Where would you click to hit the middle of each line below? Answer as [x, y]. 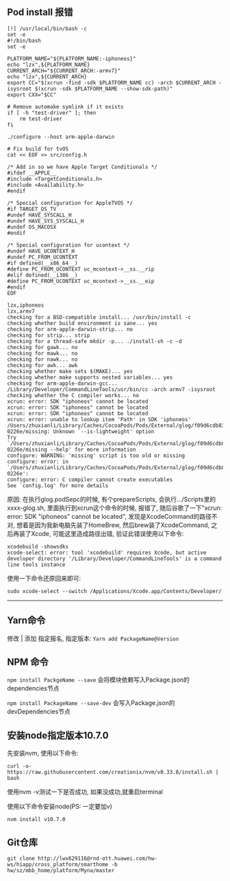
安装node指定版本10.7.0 [58, 735]
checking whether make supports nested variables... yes [90, 377]
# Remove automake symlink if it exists [66, 107]
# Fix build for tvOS [38, 149]
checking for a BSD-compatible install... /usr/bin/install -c [99, 317]
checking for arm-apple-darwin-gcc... [62, 383]
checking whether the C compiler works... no [73, 395]
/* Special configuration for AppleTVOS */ [70, 203]
